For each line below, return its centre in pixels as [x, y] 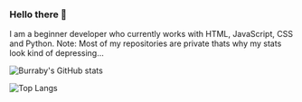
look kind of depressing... [57, 53]
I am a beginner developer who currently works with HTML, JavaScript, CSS [151, 34]
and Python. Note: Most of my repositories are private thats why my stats [146, 43]
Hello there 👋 [38, 14]
